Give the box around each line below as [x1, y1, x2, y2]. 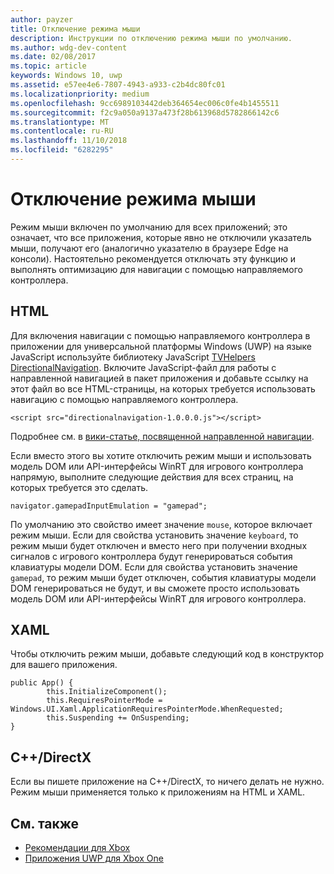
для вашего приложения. [10, 659, 118, 671]
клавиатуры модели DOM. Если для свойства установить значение [10, 561, 298, 573]
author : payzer [10, 14, 74, 25]
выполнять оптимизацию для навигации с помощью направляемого [10, 263, 303, 275]
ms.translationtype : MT [10, 117, 110, 127]
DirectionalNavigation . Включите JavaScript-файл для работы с [10, 361, 277, 373]
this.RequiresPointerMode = [46, 696, 163, 706]
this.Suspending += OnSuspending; [46, 713, 190, 723]
